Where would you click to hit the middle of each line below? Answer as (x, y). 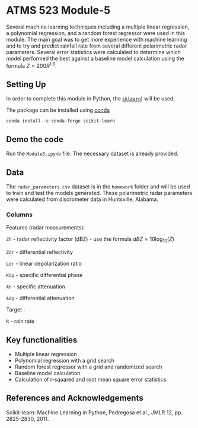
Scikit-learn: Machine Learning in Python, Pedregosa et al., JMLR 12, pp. (94, 412)
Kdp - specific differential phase (44, 275)
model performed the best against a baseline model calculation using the (95, 58)
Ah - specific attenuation (36, 287)
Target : (16, 310)
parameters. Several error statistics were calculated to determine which (93, 52)
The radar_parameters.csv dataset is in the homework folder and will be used (98, 187)
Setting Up (26, 84)
